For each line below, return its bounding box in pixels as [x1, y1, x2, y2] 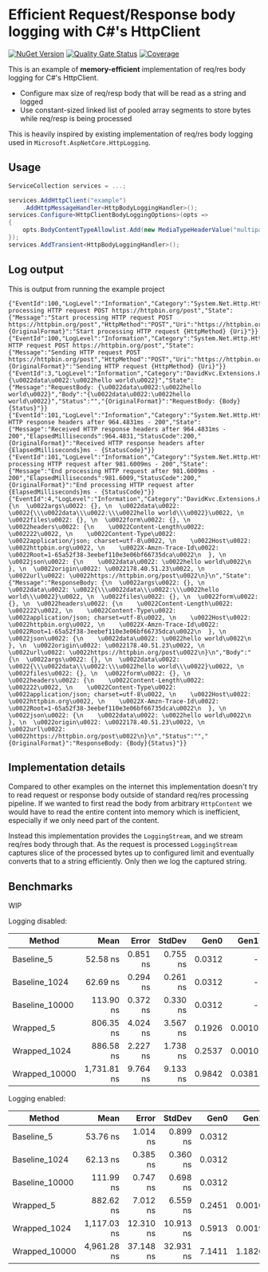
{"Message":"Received [8, 425, 81, 433]
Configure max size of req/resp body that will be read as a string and [19, 88, 246, 97]
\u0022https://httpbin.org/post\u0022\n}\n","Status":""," [8, 732, 209, 740]
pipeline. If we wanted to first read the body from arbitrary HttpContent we [8, 799, 253, 809]
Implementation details [8, 760, 126, 774]
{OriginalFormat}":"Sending [8, 362, 102, 370]
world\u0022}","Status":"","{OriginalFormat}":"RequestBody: [8, 397, 216, 405]
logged [19, 96, 44, 106]
